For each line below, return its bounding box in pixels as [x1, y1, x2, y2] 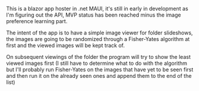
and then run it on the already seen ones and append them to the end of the [6, 73, 192, 79]
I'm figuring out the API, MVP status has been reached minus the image [6, 11, 181, 18]
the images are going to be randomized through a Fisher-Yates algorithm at [6, 36, 190, 42]
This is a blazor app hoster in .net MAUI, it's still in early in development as [6, 5, 188, 12]
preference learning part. [6, 18, 68, 24]
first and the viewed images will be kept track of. [6, 42, 125, 49]
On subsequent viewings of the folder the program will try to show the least [6, 54, 191, 60]
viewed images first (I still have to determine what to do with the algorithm [6, 59, 188, 67]
